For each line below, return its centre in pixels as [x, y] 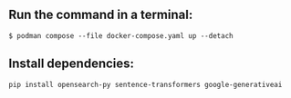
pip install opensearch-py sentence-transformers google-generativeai [145, 84]
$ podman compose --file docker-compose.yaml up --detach [121, 35]
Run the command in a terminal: [101, 15]
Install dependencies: [71, 64]
